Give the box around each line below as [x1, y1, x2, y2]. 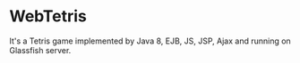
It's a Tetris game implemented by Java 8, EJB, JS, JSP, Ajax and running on [9, 35, 291, 46]
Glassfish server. [9, 44, 72, 55]
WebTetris [9, 6, 88, 27]
